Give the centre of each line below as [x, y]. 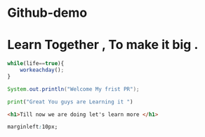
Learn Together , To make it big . [103, 45]
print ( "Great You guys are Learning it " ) [70, 102]
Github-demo [47, 13]
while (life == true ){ [36, 64]
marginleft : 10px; [33, 127]
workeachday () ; [42, 70]
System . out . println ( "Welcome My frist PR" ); [73, 89]
